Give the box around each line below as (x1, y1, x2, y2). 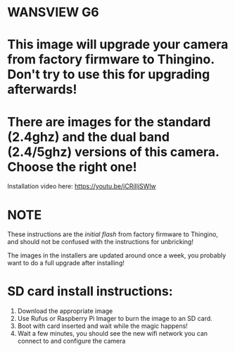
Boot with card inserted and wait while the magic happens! (17, 322, 188, 330)
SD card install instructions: (7, 284, 174, 300)
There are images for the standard (7, 114, 211, 130)
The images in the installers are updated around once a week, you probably (7, 251, 227, 260)
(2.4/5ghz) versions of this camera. (7, 144, 220, 159)
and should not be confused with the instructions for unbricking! (7, 238, 193, 246)
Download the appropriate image (17, 307, 113, 315)
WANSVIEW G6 (7, 4, 100, 20)
